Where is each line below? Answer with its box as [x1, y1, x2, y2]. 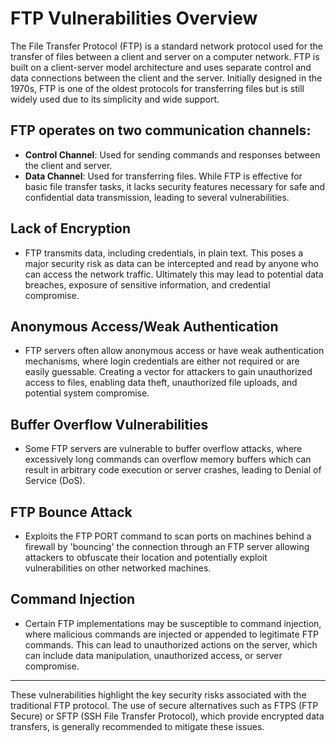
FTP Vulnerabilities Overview [10, 7, 258, 30]
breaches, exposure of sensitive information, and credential [24, 278, 271, 291]
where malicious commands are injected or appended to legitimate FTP [24, 628, 319, 640]
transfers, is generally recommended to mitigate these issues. [10, 720, 265, 732]
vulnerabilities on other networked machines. [24, 562, 212, 574]
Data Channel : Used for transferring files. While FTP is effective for [24, 170, 303, 182]
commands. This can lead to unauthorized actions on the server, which [24, 638, 318, 651]
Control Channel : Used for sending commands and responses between [24, 148, 321, 161]
